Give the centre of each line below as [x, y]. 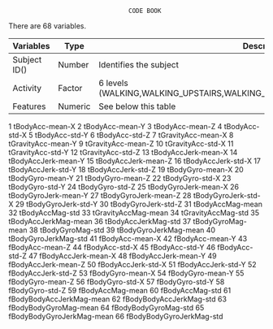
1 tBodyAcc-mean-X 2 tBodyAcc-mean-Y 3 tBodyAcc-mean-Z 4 [115, 126]
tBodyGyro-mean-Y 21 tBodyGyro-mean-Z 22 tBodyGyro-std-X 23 [120, 178]
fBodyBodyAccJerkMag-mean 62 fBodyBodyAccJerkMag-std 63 [118, 299]
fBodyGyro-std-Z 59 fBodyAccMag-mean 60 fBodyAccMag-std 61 [120, 290]
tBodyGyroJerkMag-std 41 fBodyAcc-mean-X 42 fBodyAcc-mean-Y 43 [128, 238]
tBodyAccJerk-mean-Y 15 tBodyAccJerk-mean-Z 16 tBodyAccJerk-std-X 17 [135, 161]
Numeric [74, 106]
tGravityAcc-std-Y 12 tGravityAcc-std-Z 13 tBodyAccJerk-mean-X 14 [123, 152]
